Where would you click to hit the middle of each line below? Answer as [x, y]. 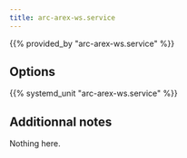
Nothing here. [35, 144]
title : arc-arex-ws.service [63, 18]
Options [33, 72]
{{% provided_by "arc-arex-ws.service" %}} [92, 43]
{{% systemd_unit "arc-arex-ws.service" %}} [94, 93]
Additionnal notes [61, 121]
